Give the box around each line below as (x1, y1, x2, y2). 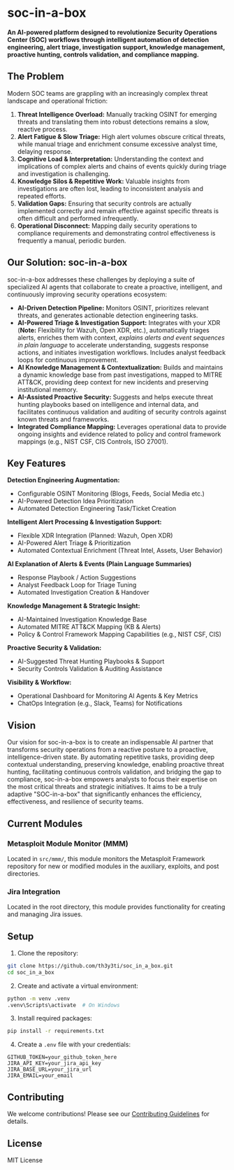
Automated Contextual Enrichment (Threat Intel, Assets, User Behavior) (17, 547, 223, 555)
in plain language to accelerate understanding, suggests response (17, 340, 209, 349)
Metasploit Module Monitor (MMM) (7, 839, 129, 848)
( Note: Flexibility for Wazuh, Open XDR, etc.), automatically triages (17, 326, 210, 334)
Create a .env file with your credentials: (17, 1040, 131, 1049)
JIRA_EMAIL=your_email (7, 1072, 73, 1079)
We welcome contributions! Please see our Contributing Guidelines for (7, 1110, 210, 1118)
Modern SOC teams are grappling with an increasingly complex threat (7, 89, 208, 97)
